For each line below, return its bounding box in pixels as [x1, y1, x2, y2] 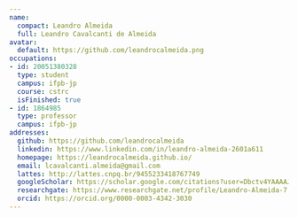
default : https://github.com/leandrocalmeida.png [17, 46, 204, 55]
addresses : [9, 128, 50, 137]
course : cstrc [17, 87, 69, 96]
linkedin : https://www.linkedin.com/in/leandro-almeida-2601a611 [17, 144, 264, 153]
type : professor [17, 112, 77, 120]
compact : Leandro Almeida [17, 21, 114, 30]
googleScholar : [17, 178, 74, 187]
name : [9, 12, 29, 22]
